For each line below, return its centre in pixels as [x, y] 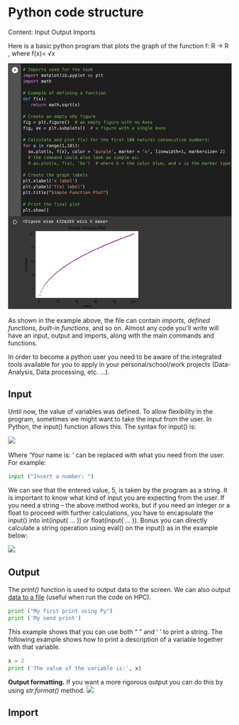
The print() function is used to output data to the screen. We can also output [119, 589]
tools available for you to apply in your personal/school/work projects [110, 365]
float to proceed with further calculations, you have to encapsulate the [111, 512]
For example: [27, 462]
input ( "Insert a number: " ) [51, 476]
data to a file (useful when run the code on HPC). [80, 597]
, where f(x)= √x [32, 53]
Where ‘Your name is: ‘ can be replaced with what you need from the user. [116, 455]
